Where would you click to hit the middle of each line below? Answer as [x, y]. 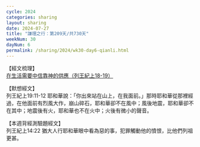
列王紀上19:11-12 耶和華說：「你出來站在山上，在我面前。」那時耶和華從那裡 [97, 95]
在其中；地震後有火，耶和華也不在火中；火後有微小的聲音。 [79, 110]
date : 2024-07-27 [28, 28]
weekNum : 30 [21, 39]
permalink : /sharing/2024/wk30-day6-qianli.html [68, 51]
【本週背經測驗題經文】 [35, 123]
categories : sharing [32, 17]
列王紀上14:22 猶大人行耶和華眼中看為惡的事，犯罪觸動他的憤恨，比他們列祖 [100, 130]
